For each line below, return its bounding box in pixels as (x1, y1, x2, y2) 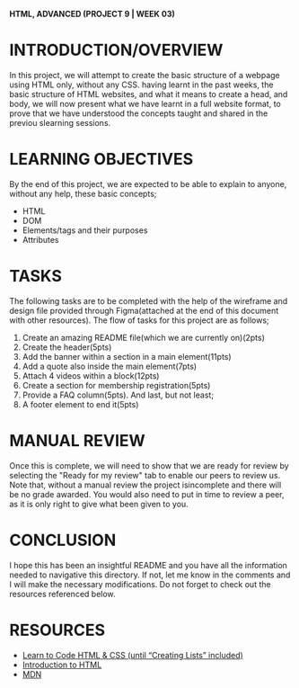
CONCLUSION (9, 530, 117, 550)
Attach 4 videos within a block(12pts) (22, 370, 160, 381)
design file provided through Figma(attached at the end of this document (9, 305, 279, 316)
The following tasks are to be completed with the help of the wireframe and (9, 295, 288, 306)
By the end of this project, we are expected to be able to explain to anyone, (9, 178, 287, 189)
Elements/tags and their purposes (22, 225, 148, 236)
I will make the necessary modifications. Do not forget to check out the (9, 578, 271, 589)
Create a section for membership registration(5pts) (22, 380, 211, 390)
